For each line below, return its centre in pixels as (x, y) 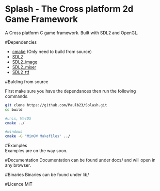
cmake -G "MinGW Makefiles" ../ (38, 136)
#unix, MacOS (18, 118)
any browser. (18, 165)
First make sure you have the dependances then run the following (71, 91)
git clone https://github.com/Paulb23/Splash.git (56, 105)
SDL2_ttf (21, 72)
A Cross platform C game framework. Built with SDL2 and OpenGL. (72, 33)
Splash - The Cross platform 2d (69, 9)
